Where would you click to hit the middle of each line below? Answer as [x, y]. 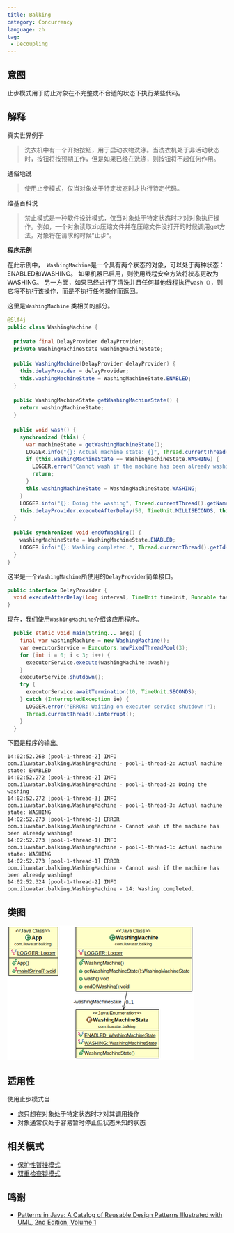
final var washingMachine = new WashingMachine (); [95, 641]
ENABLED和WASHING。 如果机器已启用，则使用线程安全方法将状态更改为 [113, 273]
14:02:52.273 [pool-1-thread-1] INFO [62, 840]
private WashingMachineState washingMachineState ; [88, 349]
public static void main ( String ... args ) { [77, 634]
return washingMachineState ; [62, 408]
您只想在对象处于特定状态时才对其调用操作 [78, 1114]
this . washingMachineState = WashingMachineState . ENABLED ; [106, 378]
